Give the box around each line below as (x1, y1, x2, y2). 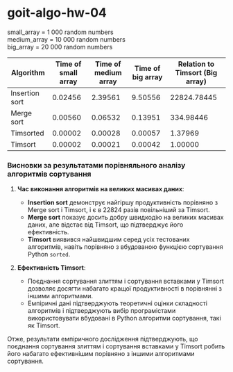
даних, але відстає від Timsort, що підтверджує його (27, 220, 184, 229)
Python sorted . (27, 250, 71, 259)
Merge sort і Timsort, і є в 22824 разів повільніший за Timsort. (27, 206, 210, 214)
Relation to (178, 59, 215, 69)
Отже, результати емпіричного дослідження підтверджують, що (7, 335, 199, 343)
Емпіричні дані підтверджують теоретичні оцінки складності (27, 299, 208, 307)
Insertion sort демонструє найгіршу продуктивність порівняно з (27, 198, 218, 207)
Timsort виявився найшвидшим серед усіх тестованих (27, 235, 190, 244)
